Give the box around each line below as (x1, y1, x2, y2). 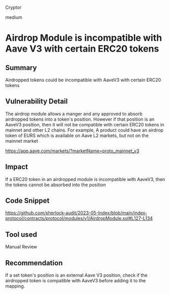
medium (5, 14, 22, 20)
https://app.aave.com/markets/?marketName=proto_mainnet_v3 (5, 148, 139, 154)
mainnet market (5, 138, 38, 144)
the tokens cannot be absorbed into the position (5, 182, 106, 188)
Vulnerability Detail (5, 97, 68, 106)
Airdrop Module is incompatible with (5, 32, 162, 44)
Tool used (5, 230, 37, 239)
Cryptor (5, 5, 22, 10)
